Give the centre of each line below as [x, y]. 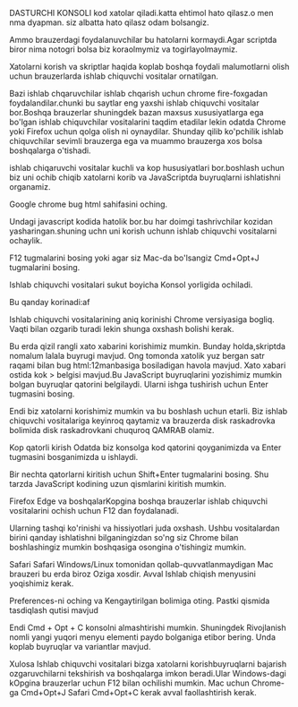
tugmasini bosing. [42, 394]
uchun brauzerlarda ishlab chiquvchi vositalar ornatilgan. [114, 76]
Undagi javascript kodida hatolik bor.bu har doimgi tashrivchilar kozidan [141, 221]
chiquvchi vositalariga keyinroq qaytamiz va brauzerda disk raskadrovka [142, 421]
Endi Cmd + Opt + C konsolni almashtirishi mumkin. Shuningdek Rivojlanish [148, 627]
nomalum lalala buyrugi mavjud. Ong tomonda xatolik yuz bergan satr [137, 356]
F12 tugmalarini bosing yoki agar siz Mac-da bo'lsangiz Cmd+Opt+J [134, 258]
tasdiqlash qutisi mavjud [54, 610]
